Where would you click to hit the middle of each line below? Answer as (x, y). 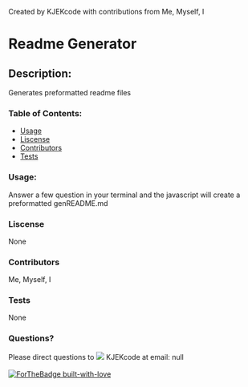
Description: (40, 73)
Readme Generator (73, 44)
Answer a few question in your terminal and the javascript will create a (124, 195)
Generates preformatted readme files (70, 93)
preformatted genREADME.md (58, 203)
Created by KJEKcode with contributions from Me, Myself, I (106, 12)
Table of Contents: (45, 113)
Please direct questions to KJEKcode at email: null (96, 357)
